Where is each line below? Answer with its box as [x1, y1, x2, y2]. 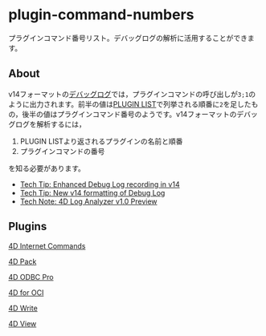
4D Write [8, 303, 38, 313]
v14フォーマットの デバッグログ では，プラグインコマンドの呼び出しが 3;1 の [8, 89, 256, 99]
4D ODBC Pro [8, 272, 54, 281]
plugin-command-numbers [8, 6, 194, 24]
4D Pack [8, 257, 37, 266]
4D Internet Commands [8, 241, 86, 250]
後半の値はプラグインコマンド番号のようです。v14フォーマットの [22, 109, 237, 119]
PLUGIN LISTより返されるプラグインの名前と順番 [19, 136, 183, 146]
